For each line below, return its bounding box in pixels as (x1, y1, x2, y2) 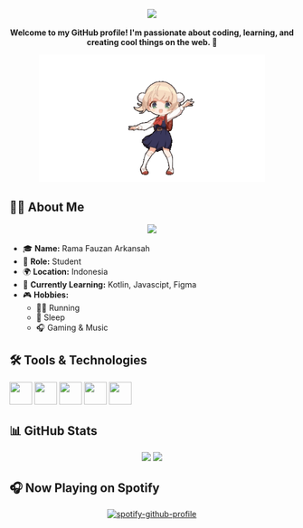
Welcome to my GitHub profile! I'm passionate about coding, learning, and (10, 27, 294, 38)
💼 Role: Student (22, 256, 81, 267)
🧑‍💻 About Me (9, 200, 85, 215)
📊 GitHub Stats (9, 423, 98, 438)
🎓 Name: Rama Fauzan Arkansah (22, 242, 151, 253)
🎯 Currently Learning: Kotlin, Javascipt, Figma (22, 278, 197, 289)
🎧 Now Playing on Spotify (9, 480, 160, 495)
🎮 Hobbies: (22, 289, 70, 300)
